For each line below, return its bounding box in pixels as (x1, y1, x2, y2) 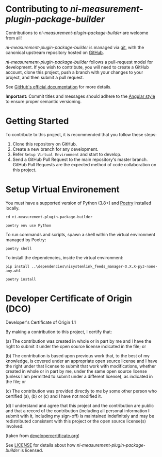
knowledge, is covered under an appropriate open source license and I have (5, 358, 158, 364)
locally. (5, 205, 20, 211)
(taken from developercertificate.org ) (5, 433, 80, 439)
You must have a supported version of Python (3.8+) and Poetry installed (5, 200, 152, 206)
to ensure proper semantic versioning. (5, 98, 82, 104)
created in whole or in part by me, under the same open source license (5, 368, 147, 374)
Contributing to (5, 3, 68, 15)
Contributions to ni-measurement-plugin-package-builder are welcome (5, 30, 148, 35)
